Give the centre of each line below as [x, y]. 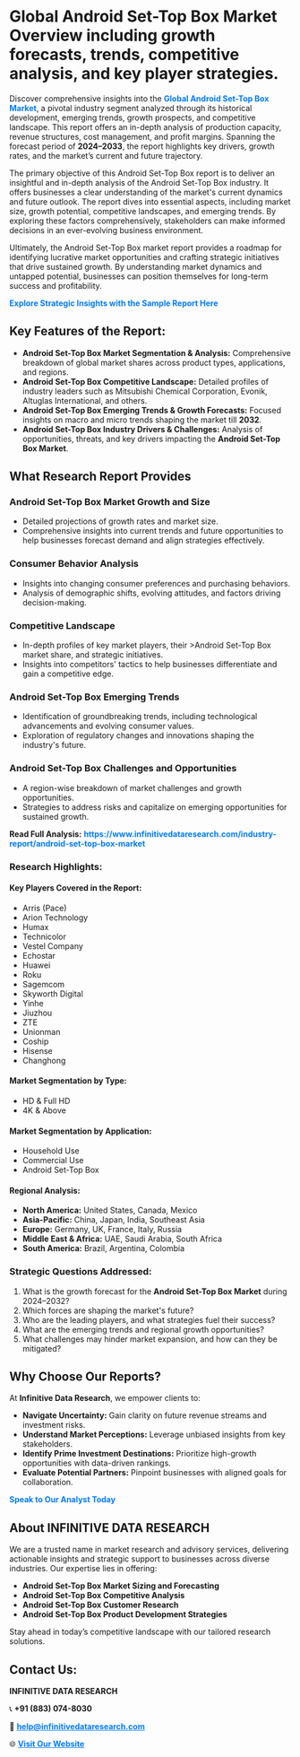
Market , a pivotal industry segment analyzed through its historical [131, 108]
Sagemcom [43, 984]
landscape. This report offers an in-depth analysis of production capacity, [146, 126]
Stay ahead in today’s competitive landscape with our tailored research [140, 1632]
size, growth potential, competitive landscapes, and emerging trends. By [143, 211]
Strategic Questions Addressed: [81, 1272]
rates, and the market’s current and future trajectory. [106, 155]
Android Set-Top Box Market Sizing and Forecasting [120, 1586]
